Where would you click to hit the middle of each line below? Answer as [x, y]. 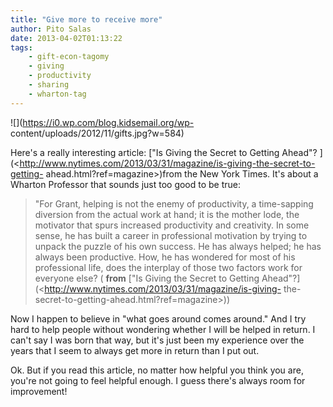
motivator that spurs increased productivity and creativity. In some [172, 225]
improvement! [39, 391]
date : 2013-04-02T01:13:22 [66, 38]
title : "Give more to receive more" [86, 19]
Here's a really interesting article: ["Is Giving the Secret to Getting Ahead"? [164, 152]
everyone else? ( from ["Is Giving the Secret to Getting [147, 278]
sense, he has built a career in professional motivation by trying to [171, 235]
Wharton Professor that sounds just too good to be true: [126, 184]
